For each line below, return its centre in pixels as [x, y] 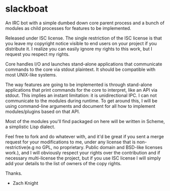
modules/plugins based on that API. [43, 111]
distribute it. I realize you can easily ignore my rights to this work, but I [79, 49]
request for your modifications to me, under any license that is [70, 142]
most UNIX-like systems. [31, 74]
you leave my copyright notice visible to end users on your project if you [81, 43]
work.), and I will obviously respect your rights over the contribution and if [83, 152]
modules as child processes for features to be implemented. [68, 28]
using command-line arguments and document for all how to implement [80, 106]
